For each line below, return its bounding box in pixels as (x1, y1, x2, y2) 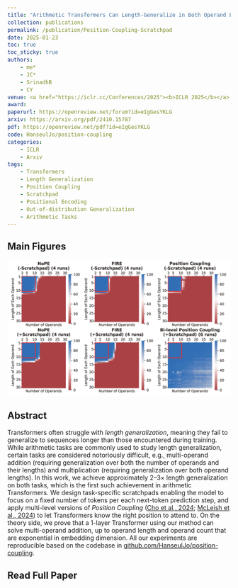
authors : (7, 57, 33, 64)
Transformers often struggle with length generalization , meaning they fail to (7, 429, 228, 437)
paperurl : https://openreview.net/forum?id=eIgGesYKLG (7, 108, 173, 116)
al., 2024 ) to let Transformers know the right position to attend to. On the (7, 511, 220, 520)
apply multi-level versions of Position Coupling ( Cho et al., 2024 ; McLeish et (7, 504, 230, 512)
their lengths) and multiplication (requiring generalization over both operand (7, 466, 229, 475)
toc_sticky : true (7, 49, 59, 56)
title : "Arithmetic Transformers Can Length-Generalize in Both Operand (7, 11, 227, 18)
